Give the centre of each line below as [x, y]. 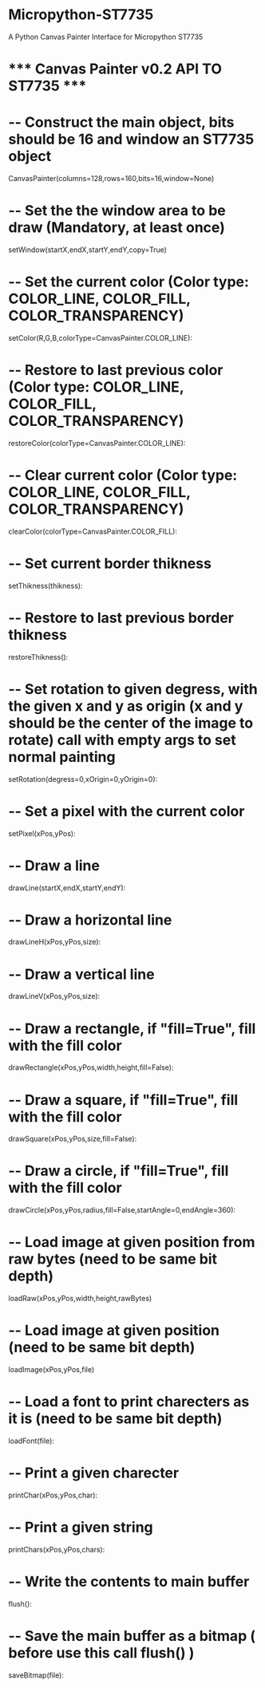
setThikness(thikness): [45, 586]
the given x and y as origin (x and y [126, 706]
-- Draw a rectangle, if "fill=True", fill [132, 1029]
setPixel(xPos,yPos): [42, 833]
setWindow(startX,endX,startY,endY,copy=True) [88, 250]
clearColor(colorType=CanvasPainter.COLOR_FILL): [93, 531]
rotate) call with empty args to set [123, 740]
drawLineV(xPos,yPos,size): [54, 996]
